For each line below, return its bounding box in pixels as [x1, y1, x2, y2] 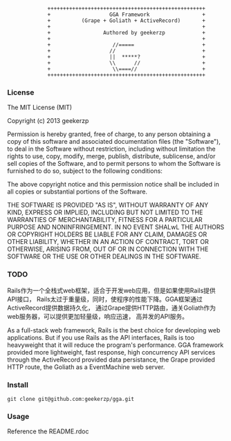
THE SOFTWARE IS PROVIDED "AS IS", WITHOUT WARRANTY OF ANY [7, 201, 209, 209]
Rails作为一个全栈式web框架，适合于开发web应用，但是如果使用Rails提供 [7, 286, 216, 294]
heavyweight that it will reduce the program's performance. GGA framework [7, 341, 224, 349]
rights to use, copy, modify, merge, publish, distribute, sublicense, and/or [7, 152, 216, 160]
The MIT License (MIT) [7, 103, 73, 112]
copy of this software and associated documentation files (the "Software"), [7, 138, 221, 146]
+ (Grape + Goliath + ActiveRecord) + [47, 17, 206, 24]
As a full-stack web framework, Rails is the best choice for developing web [7, 326, 221, 334]
